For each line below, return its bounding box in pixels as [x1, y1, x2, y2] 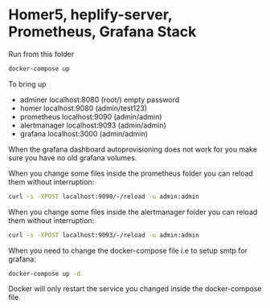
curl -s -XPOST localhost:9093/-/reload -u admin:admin [8, 231, 199, 239]
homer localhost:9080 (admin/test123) [19, 103, 147, 113]
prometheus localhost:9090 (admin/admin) [19, 111, 162, 121]
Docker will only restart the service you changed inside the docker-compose [8, 284, 262, 294]
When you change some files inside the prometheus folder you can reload [8, 168, 253, 178]
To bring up [8, 79, 47, 89]
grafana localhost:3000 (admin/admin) [19, 128, 149, 138]
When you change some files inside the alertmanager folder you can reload [8, 207, 258, 217]
